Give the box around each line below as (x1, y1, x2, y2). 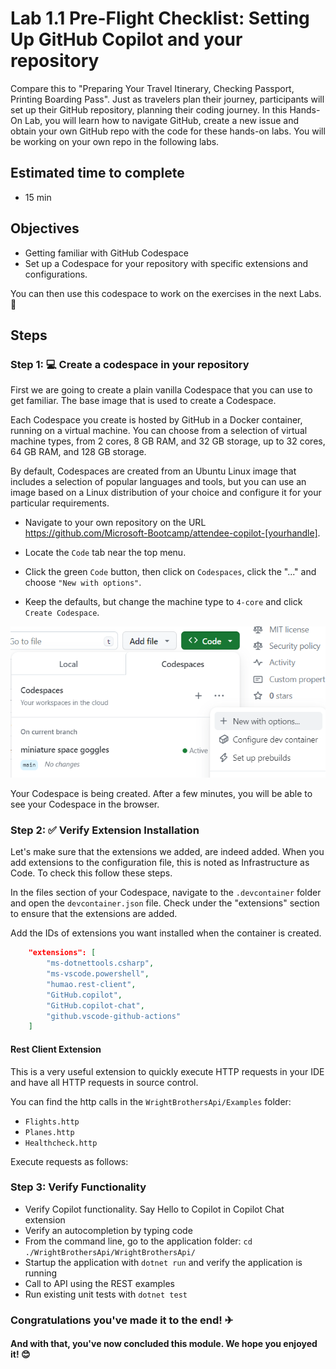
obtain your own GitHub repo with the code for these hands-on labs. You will (10, 125, 326, 137)
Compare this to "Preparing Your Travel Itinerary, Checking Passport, (10, 82, 295, 94)
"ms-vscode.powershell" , (46, 969, 150, 979)
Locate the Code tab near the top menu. (24, 547, 187, 559)
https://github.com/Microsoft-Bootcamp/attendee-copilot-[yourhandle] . (24, 527, 321, 539)
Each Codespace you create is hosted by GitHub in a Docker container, (10, 414, 303, 426)
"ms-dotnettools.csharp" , (46, 958, 155, 969)
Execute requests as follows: (10, 1155, 129, 1167)
